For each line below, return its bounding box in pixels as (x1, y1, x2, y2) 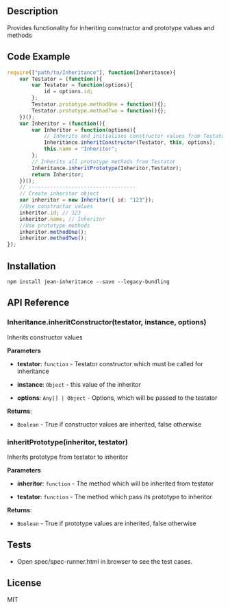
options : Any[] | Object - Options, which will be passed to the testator (16, 394, 218, 402)
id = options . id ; (43, 88, 94, 95)
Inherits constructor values (7, 333, 84, 342)
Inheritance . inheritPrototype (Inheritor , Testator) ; (31, 165, 183, 171)
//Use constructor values (19, 203, 94, 210)
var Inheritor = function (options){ (31, 126, 136, 133)
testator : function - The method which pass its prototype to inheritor (16, 492, 212, 501)
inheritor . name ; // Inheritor (19, 215, 106, 222)
